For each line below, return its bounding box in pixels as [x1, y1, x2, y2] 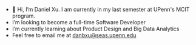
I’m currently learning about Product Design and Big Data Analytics [12, 25, 180, 32]
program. [12, 12, 35, 19]
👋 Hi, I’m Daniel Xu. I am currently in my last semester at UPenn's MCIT [12, 6, 190, 13]
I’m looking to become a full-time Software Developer [12, 19, 146, 26]
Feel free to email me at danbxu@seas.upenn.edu [12, 32, 137, 39]
